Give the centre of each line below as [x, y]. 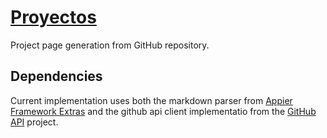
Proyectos [53, 17]
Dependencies [56, 76]
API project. [34, 122]
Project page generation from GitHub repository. [110, 45]
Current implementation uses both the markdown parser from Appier [151, 100]
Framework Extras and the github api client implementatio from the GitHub [163, 111]
